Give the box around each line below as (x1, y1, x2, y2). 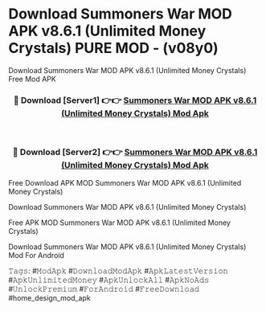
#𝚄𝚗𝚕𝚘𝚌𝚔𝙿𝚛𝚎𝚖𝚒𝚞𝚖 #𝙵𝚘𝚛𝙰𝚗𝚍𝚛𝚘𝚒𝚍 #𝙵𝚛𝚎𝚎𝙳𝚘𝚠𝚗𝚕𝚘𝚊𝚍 (8, 284, 199, 293)
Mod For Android (8, 250, 64, 260)
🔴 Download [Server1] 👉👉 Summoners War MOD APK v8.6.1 (13, 94, 257, 105)
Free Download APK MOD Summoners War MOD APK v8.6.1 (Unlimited (8, 178, 242, 187)
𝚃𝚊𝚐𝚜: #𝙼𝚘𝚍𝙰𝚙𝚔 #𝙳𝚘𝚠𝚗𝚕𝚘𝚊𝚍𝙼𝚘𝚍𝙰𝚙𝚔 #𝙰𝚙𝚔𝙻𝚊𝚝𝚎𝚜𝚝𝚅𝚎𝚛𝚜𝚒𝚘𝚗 (8, 266, 229, 276)
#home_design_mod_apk (8, 293, 91, 302)
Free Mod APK (8, 74, 56, 84)
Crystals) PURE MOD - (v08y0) (8, 39, 219, 57)
